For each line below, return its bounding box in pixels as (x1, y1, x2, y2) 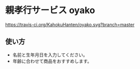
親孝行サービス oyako (5, 5, 95, 16)
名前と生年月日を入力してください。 (12, 51, 88, 58)
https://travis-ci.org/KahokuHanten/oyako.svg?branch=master (5, 21, 135, 28)
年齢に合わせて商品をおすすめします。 (12, 58, 92, 64)
